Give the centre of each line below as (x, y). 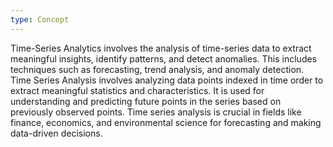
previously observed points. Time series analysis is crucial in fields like (156, 112)
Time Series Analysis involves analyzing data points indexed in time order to (167, 80)
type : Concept (40, 19)
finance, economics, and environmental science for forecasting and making (166, 122)
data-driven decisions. (56, 133)
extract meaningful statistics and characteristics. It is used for (137, 90)
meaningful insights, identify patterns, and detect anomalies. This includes (164, 58)
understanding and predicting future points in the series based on (146, 101)
